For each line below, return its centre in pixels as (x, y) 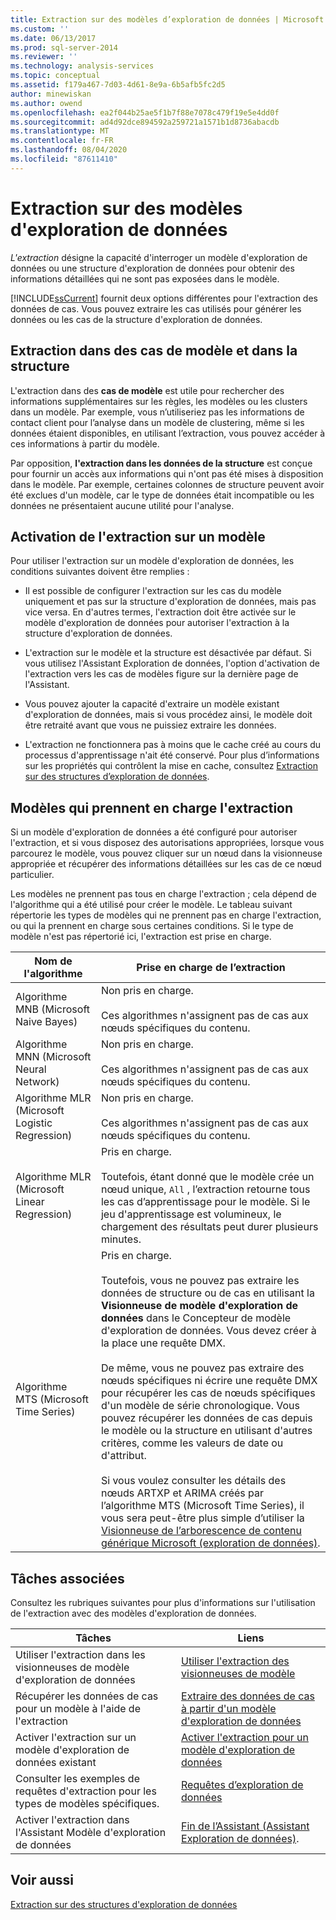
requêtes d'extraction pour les (86, 1791)
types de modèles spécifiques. (87, 1803)
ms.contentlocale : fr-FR (62, 141)
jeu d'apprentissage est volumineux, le (191, 1214)
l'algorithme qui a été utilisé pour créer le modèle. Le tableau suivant (151, 905)
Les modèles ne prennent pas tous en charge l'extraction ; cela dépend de (163, 894)
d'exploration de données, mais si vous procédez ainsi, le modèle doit (168, 715)
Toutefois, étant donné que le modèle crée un (207, 1177)
